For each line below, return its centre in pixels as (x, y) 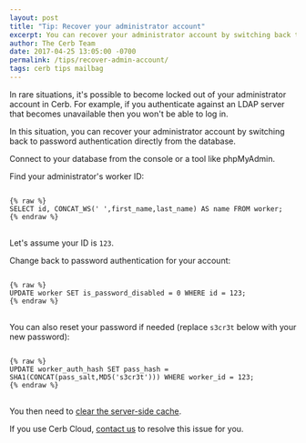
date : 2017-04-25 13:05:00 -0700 (73, 52)
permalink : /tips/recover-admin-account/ (89, 60)
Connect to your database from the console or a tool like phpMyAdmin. (143, 158)
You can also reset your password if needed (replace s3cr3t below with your (153, 327)
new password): (40, 337)
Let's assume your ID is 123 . (61, 243)
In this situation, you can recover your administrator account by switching (147, 131)
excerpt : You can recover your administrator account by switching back (150, 35)
